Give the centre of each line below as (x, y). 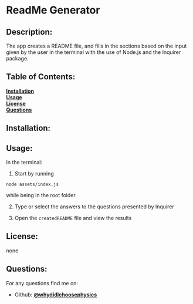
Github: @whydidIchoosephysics (56, 295)
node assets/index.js (33, 185)
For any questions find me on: (42, 283)
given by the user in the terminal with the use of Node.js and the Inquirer (94, 52)
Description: (29, 32)
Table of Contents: (41, 77)
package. (17, 58)
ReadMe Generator (53, 10)
